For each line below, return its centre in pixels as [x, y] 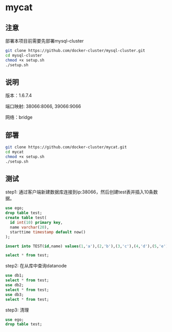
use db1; [15, 276]
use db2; [15, 285]
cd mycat [15, 152]
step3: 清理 [17, 310]
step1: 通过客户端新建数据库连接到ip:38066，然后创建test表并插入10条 [79, 192]
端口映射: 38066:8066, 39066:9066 [43, 106]
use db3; [15, 295]
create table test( [26, 218]
